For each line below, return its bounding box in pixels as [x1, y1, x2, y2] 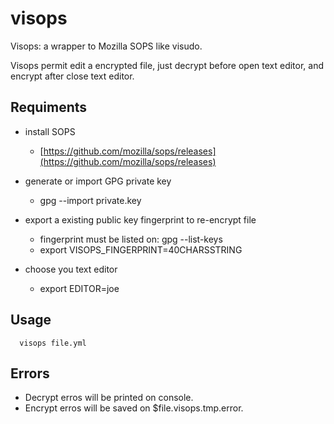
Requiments [10, 99, 88, 116]
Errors [10, 365, 50, 382]
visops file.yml [19, 338, 87, 348]
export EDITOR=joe [39, 282, 120, 294]
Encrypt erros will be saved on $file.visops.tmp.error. [24, 402, 244, 414]
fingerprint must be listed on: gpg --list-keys [39, 233, 223, 245]
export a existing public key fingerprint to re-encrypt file [24, 213, 257, 226]
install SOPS [24, 125, 76, 137]
